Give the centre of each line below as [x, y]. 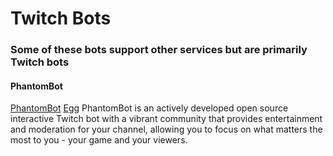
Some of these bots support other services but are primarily [159, 50]
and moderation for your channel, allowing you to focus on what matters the [166, 129]
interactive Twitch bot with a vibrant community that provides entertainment [166, 119]
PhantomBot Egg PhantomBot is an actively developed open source [149, 108]
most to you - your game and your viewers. [99, 140]
